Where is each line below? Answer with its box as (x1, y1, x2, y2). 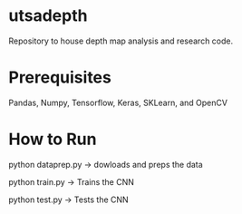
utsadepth (8, 5, 88, 26)
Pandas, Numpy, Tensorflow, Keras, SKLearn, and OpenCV (8, 97, 228, 108)
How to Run (8, 129, 97, 150)
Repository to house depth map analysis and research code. (8, 35, 234, 46)
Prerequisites (8, 67, 112, 88)
